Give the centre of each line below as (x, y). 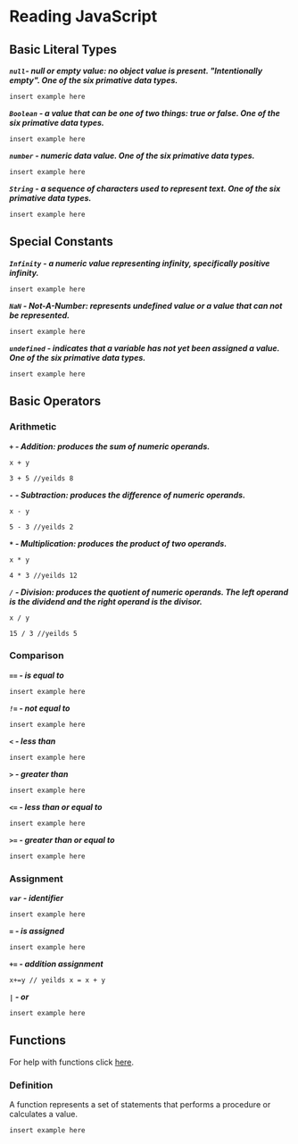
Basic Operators (55, 401)
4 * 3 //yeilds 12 (43, 575)
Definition (31, 1085)
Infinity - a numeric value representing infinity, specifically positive (140, 263)
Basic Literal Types (63, 50)
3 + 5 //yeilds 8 (41, 478)
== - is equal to (37, 675)
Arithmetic (33, 427)
